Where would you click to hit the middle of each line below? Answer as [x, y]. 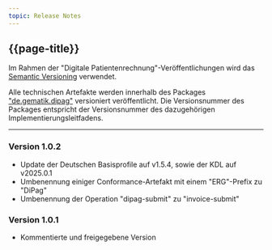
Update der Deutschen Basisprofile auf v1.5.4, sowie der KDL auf [128, 164]
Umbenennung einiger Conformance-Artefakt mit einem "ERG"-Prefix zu [141, 181]
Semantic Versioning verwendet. [63, 77]
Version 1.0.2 [35, 146]
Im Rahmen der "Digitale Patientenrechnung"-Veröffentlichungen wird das [132, 68]
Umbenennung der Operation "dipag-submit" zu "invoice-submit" [130, 198]
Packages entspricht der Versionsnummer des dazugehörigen [112, 109]
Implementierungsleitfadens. [56, 118]
